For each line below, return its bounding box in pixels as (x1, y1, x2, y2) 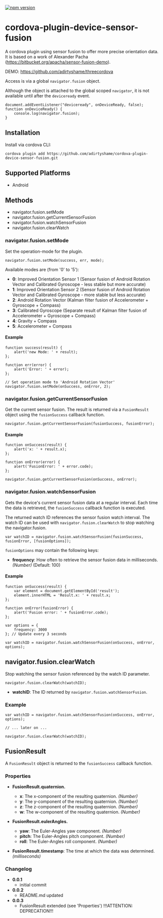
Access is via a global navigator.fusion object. (5, 78, 101, 84)
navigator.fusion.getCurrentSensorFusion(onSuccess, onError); (5, 477, 137, 482)
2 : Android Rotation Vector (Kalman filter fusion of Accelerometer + (12, 297, 149, 303)
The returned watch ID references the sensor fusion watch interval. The (5, 514, 150, 520)
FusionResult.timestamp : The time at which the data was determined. (12, 848, 155, 854)
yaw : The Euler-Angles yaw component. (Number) (19, 828, 122, 834)
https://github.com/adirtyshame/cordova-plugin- (47, 151, 148, 156)
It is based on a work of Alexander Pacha (5, 54, 88, 60)
